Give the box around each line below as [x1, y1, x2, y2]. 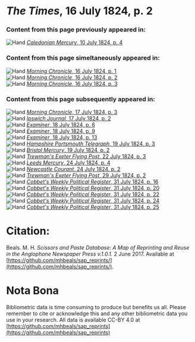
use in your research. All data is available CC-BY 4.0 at [6, 316, 140, 323]
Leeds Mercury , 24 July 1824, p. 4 [26, 159, 111, 166]
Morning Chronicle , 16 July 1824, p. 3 [26, 80, 118, 87]
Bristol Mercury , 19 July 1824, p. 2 [26, 147, 110, 154]
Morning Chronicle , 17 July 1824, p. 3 [26, 108, 118, 116]
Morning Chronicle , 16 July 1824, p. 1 [26, 67, 117, 74]
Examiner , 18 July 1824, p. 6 [26, 121, 95, 129]
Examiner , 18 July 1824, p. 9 [26, 128, 95, 135]
